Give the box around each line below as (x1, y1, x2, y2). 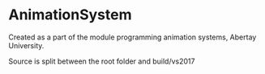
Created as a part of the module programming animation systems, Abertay (8, 32, 257, 42)
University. (8, 40, 45, 50)
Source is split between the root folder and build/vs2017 (8, 56, 195, 66)
